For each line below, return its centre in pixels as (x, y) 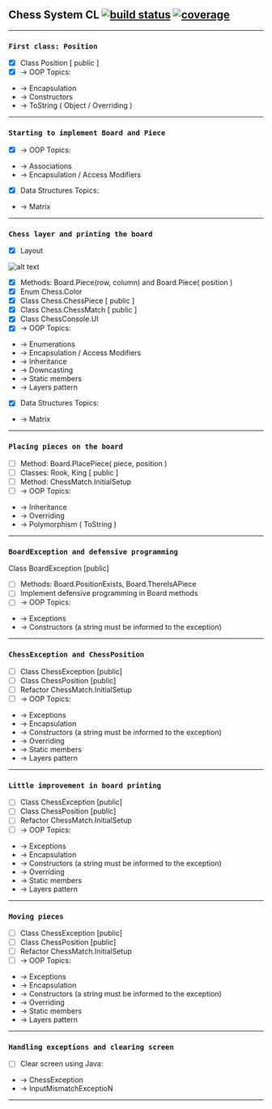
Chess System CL (54, 15)
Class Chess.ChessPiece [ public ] (77, 301)
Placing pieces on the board (66, 447)
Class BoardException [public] (59, 568)
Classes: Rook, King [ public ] (69, 472)
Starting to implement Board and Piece (87, 133)
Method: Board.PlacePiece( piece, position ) (93, 463)
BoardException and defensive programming (93, 552)
